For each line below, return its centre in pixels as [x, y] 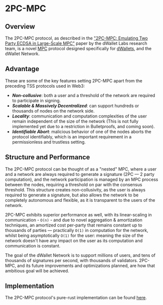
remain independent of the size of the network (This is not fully [75, 121]
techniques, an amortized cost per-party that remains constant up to [74, 225]
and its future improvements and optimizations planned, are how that [86, 266]
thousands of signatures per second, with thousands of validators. [72, 260]
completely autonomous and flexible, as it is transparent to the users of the [80, 200]
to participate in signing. [36, 100]
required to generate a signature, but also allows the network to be [72, 195]
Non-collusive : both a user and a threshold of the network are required [84, 95]
